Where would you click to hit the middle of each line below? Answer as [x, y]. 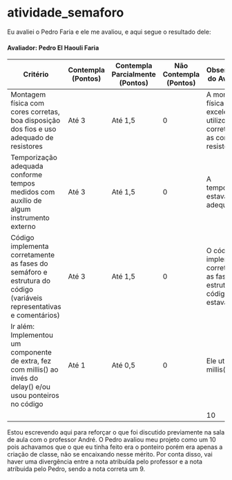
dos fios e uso [33, 129]
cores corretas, [35, 112]
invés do [25, 379]
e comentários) [35, 315]
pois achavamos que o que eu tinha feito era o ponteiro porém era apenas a [115, 447]
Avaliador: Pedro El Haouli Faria [53, 48]
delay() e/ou [30, 387]
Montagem [28, 94]
